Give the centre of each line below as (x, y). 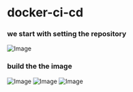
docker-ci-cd (45, 13)
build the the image (40, 66)
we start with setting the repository (67, 34)
